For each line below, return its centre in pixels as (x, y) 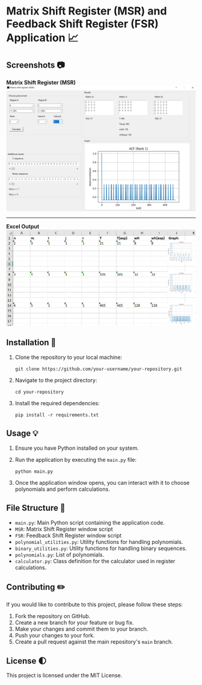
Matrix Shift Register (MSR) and (87, 11)
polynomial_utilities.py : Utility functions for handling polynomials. (99, 541)
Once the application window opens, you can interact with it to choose (102, 482)
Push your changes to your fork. (55, 636)
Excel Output (23, 227)
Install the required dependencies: (57, 403)
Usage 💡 (22, 433)
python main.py (34, 472)
